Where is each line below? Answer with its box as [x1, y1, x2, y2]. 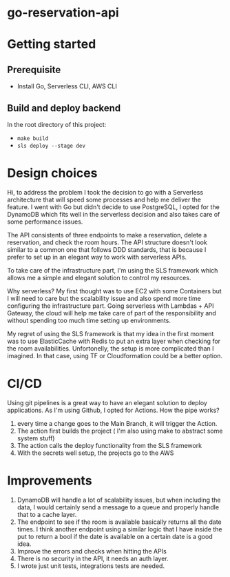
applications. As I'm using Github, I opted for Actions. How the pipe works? [7, 406, 220, 414]
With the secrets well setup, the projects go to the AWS [17, 449, 174, 457]
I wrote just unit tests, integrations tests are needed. [17, 561, 165, 570]
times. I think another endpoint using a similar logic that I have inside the [17, 525, 222, 533]
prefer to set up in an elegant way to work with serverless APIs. [7, 253, 187, 261]
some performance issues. [7, 217, 83, 226]
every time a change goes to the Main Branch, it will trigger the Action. [17, 419, 218, 427]
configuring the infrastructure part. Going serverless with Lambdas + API [7, 302, 214, 310]
